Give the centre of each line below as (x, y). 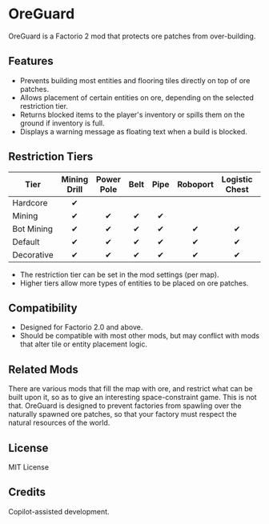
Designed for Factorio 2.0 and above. (81, 327)
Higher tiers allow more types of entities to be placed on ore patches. (134, 283)
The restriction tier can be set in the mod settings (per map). (119, 274)
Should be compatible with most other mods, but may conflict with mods (140, 336)
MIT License (29, 467)
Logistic (237, 179)
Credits (27, 492)
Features (31, 61)
